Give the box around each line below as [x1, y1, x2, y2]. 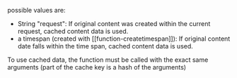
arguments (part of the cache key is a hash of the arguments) [7, 63, 186, 71]
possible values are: [7, 6, 66, 14]
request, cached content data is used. [17, 27, 129, 35]
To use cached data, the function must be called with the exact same [7, 56, 209, 64]
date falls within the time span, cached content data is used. [17, 42, 193, 50]
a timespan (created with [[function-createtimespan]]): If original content [17, 34, 231, 43]
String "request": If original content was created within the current [17, 20, 211, 27]
